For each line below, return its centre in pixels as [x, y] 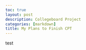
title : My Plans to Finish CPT [39, 29]
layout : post [19, 15]
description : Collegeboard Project [43, 19]
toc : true [16, 10]
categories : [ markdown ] [31, 24]
